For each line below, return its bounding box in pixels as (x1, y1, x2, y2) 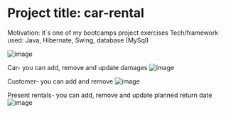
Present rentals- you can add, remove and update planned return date (7, 91, 212, 99)
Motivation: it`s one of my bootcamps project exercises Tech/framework (7, 28, 219, 37)
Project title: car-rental (7, 5, 144, 21)
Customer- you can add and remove (7, 76, 114, 86)
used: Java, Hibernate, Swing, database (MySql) (7, 35, 149, 44)
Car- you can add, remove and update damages (7, 63, 148, 72)
